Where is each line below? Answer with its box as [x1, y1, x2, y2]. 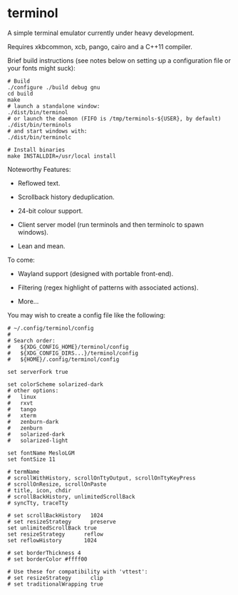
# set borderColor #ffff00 [7, 555, 88, 563]
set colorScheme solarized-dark [7, 380, 103, 388]
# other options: [7, 387, 59, 394]
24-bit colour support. [17, 206, 83, 215]
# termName [7, 468, 40, 475]
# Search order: [7, 337, 56, 344]
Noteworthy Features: [7, 165, 71, 173]
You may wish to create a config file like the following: [7, 310, 166, 319]
